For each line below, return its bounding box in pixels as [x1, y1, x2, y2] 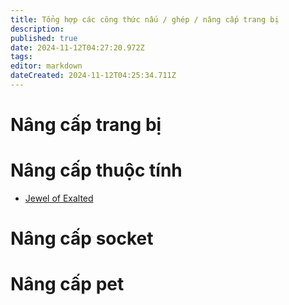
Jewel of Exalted [24, 192, 94, 204]
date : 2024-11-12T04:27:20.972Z [10, 42, 145, 53]
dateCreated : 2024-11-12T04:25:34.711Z [10, 71, 177, 81]
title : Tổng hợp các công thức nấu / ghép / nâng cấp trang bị [10, 14, 280, 25]
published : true [10, 33, 78, 43]
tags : [10, 52, 33, 62]
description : [10, 24, 65, 34]
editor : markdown [10, 61, 83, 71]
